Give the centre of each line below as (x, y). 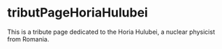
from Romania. (28, 39)
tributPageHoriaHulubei (77, 13)
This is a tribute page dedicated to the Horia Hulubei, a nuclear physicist (111, 32)
